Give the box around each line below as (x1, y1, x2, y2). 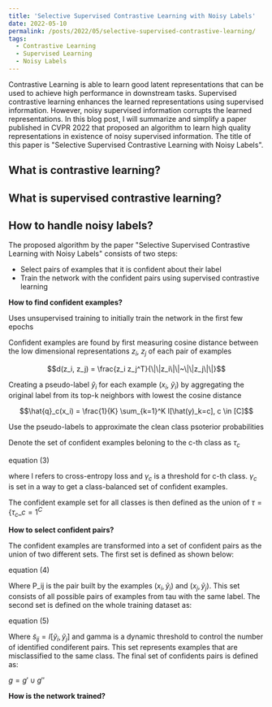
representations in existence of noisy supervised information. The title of (8, 131, 252, 141)
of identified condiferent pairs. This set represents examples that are (8, 642, 238, 652)
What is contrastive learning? (8, 163, 161, 177)
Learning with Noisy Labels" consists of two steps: (8, 249, 179, 258)
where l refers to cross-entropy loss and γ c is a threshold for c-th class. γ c (8, 471, 257, 483)
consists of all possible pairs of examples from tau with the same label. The (8, 591, 261, 601)
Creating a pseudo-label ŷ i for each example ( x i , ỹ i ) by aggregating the (8, 380, 245, 392)
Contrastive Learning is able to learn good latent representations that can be (8, 79, 264, 89)
